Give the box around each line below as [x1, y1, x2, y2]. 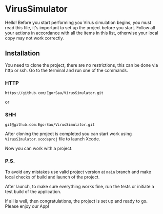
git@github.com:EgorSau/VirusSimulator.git [5, 122, 95, 127]
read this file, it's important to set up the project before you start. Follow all [5, 24, 155, 30]
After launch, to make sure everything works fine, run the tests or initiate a [5, 183, 155, 189]
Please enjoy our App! [5, 203, 50, 209]
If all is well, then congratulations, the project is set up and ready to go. [5, 198, 148, 204]
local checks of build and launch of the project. [5, 174, 100, 180]
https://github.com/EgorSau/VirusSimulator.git [5, 91, 104, 96]
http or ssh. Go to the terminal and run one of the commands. [5, 67, 128, 73]
